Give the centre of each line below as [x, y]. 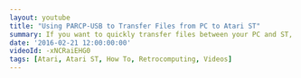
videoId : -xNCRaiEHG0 [50, 51]
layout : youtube [40, 17]
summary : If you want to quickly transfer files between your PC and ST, [151, 34]
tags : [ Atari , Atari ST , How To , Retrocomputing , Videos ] [121, 59]
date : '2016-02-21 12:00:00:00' [70, 43]
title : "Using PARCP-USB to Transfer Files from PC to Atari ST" [135, 26]
